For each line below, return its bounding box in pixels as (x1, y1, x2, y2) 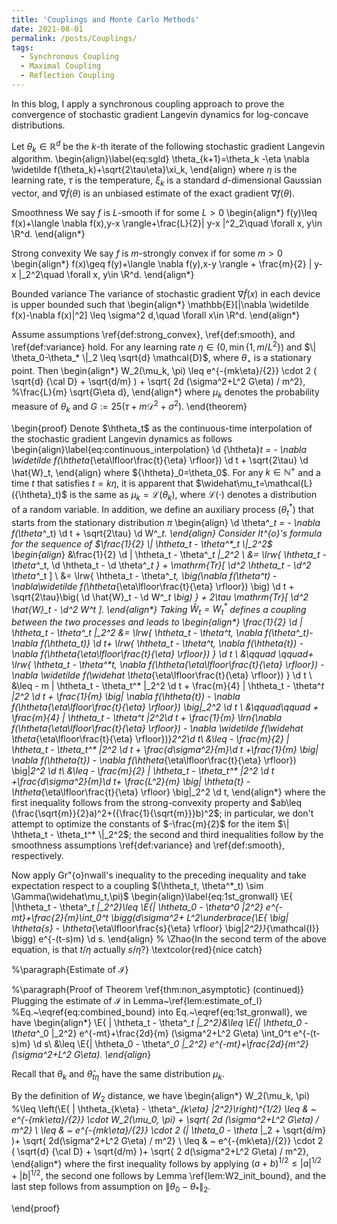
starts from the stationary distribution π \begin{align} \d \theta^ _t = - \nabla (11, 516, 321, 528)
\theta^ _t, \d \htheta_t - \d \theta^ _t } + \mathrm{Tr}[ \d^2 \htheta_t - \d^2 (11, 559, 312, 571)
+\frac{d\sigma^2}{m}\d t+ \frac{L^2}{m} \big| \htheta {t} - (11, 776, 251, 788)
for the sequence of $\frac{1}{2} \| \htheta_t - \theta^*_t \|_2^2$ (11, 537, 273, 550)
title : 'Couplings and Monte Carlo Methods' (11, 14, 200, 25)
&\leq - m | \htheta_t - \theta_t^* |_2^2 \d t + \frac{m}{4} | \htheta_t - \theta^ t (11, 680, 324, 692)
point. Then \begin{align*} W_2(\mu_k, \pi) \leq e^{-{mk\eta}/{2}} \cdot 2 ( (11, 364, 318, 376)
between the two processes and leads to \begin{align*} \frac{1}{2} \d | (11, 616, 303, 628)
